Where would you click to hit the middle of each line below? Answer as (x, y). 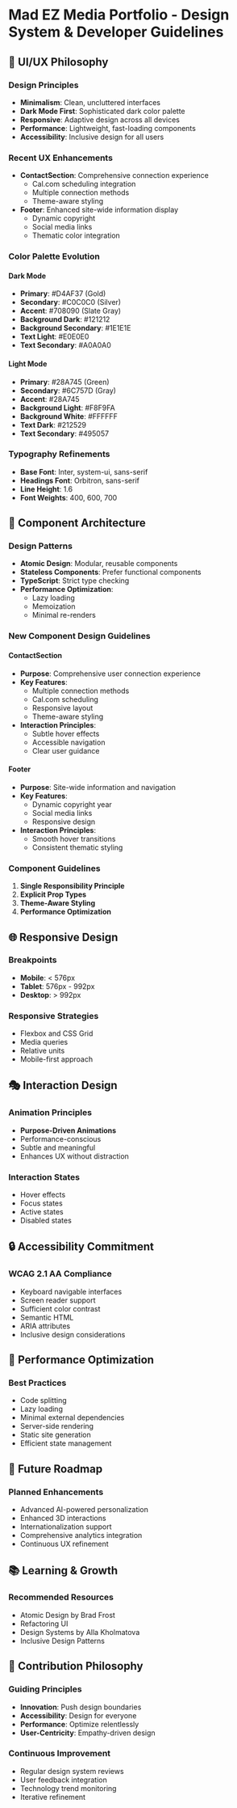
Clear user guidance (66, 750)
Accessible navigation (69, 742)
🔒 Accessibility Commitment (81, 1247)
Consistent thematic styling (77, 847)
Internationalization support (66, 1527)
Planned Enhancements (56, 1492)
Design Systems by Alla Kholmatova (80, 1632)
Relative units (42, 1051)
